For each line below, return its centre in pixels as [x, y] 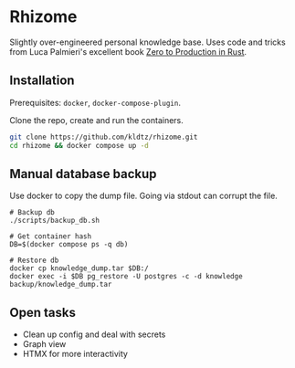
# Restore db [34, 261]
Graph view [44, 344]
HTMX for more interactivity [75, 354]
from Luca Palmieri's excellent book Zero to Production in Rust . [128, 51]
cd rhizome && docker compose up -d [79, 145]
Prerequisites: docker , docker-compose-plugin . [95, 102]
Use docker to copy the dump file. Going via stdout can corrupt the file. [144, 196]
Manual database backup [83, 174]
